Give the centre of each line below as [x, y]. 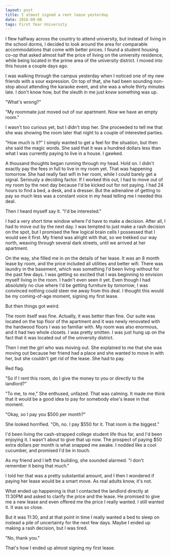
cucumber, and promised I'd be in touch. [48, 451]
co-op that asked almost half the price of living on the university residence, [84, 55]
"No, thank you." [22, 538]
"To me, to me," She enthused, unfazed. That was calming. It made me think [85, 393]
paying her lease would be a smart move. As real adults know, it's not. [79, 481]
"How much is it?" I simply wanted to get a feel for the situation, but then [82, 143]
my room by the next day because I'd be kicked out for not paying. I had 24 [84, 185]
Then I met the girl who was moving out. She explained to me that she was [84, 347]
